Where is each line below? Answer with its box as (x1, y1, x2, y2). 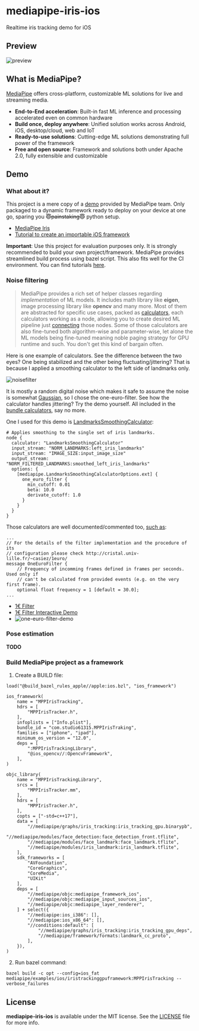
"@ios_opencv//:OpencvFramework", (27, 751, 113, 757)
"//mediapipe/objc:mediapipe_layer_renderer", (27, 902, 145, 908)
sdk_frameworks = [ (17, 855, 65, 861)
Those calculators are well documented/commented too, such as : (6, 523, 167, 530)
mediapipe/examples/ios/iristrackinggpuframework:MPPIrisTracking (6, 976, 174, 982)
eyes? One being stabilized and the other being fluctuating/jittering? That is (6, 358, 190, 365)
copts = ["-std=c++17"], (17, 813, 78, 819)
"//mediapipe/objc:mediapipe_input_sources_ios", (27, 897, 153, 903)
